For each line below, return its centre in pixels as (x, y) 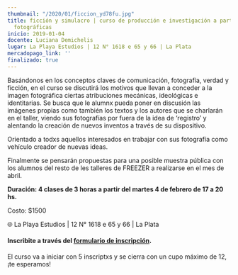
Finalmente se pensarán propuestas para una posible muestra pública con (116, 160)
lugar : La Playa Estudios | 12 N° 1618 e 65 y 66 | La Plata (100, 47)
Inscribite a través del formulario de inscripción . (80, 241)
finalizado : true (33, 60)
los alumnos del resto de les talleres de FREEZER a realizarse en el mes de (116, 168)
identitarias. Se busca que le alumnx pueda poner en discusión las (104, 103)
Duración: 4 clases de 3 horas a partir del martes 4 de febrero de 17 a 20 (115, 189)
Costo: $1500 (27, 211)
